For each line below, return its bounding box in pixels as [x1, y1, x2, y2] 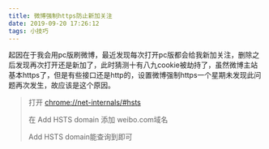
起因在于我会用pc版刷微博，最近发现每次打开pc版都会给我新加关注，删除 [8, 50, 253, 60]
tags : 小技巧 [8, 27, 49, 35]
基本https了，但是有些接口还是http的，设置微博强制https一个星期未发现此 [8, 70, 254, 80]
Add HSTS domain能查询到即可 [28, 132, 133, 142]
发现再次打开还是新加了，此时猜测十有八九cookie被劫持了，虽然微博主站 [15, 60, 258, 70]
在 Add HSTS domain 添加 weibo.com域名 [28, 115, 169, 125]
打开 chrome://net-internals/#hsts [28, 98, 142, 108]
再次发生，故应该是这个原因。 [15, 80, 115, 90]
